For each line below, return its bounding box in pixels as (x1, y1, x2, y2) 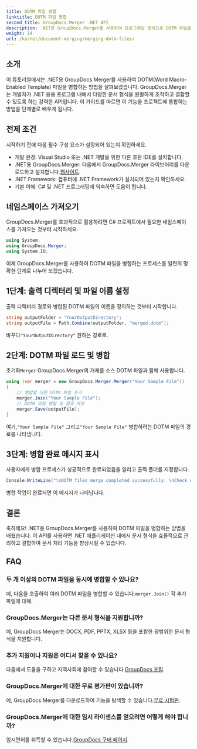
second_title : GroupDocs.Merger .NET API (6, 19, 109, 25)
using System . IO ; (6, 248, 49, 255)
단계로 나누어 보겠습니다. (16, 267, 74, 274)
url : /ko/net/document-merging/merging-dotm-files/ (6, 36, 135, 42)
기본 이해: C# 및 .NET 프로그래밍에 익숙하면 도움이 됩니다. (14, 183, 148, 190)
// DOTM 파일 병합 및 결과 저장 (16, 401, 85, 407)
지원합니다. (16, 635, 43, 643)
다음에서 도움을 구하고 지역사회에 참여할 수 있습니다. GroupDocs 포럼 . (6, 666, 165, 673)
